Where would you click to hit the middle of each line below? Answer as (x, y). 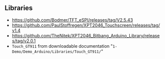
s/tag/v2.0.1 (24, 41)
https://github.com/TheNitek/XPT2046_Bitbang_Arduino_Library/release (86, 35)
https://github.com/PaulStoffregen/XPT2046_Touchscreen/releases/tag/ (86, 25)
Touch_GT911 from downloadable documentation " (62, 46)
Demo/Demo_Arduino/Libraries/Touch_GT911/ (56, 52)
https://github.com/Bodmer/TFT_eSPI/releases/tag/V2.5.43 (72, 20)
